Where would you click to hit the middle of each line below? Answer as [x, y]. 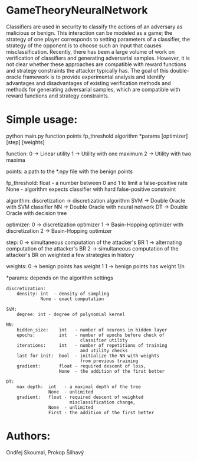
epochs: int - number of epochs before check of [91, 335]
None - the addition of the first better [112, 371]
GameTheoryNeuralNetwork [77, 10]
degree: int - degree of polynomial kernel [71, 314]
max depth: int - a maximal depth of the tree [79, 387]
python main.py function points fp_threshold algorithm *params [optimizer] [97, 136]
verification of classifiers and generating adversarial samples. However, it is [98, 58]
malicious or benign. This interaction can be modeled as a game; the [89, 32]
